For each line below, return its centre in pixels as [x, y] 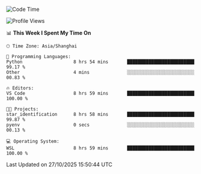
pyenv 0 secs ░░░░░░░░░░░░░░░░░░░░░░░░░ [100, 125]
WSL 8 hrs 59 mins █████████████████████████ [100, 148]
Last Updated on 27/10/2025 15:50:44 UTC [59, 164]
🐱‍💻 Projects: [22, 109]
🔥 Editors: [20, 88]
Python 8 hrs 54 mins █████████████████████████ [100, 62]
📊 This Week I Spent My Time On [49, 33]
